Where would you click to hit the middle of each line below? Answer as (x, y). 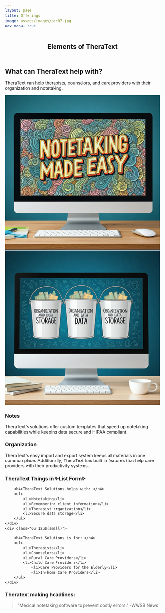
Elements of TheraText (82, 46)
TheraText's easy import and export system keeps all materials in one (75, 455)
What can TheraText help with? (54, 71)
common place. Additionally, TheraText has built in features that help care (80, 460)
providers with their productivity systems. (47, 465)
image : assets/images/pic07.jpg (38, 21)
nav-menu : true (21, 26)
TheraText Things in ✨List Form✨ (45, 478)
